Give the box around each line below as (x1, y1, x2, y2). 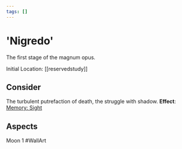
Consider (6, 82, 41, 92)
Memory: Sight (6, 104, 43, 111)
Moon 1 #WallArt (6, 137, 46, 144)
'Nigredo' (6, 34, 54, 47)
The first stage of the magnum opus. (6, 54, 96, 61)
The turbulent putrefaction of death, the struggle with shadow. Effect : (6, 98, 176, 105)
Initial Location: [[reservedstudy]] (6, 65, 88, 72)
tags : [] (6, 8, 28, 15)
